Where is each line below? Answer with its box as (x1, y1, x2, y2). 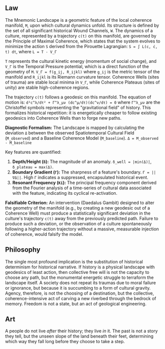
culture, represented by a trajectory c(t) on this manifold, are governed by (5, 33, 157, 39)
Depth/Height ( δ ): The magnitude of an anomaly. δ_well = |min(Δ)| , (12, 158, 152, 165)
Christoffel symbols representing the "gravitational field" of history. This (5, 104, 151, 110)
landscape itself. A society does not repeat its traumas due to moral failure (5, 279, 156, 286)
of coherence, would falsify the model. (5, 231, 84, 237)
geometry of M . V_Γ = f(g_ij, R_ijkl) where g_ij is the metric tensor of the (5, 69, 160, 75)
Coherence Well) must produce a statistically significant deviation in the (5, 210, 151, 216)
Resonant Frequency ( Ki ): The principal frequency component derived (12, 179, 157, 185)
